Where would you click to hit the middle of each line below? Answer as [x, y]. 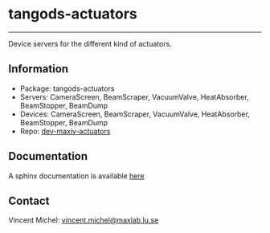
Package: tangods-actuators [67, 88]
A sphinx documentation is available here [76, 176]
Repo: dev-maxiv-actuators [65, 131]
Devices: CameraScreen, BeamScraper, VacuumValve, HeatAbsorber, [135, 114]
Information [39, 69]
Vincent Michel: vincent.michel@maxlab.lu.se [84, 220]
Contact [29, 200]
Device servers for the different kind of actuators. [90, 43]
